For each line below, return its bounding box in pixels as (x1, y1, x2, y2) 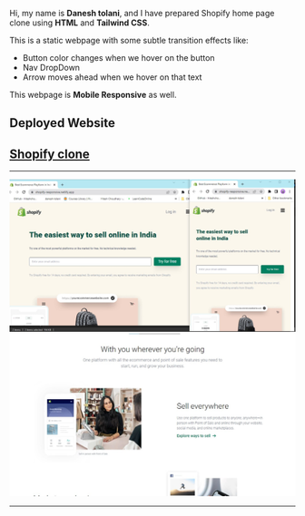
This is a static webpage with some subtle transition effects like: (9, 35, 249, 45)
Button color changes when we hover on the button (22, 53, 215, 63)
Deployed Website (9, 115, 116, 131)
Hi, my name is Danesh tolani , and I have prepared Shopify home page (9, 8, 275, 18)
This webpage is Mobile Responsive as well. (9, 90, 177, 100)
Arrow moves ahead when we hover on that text (22, 72, 202, 83)
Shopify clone (9, 146, 91, 161)
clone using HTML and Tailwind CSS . (9, 17, 150, 28)
